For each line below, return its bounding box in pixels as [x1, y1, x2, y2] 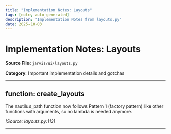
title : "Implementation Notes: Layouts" [5, 7, 93, 13]
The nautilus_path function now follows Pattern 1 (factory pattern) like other [5, 103, 164, 109]
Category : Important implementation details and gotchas [5, 70, 125, 76]
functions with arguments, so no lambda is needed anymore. [5, 109, 132, 114]
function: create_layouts [5, 89, 85, 98]
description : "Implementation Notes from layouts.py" [5, 17, 122, 22]
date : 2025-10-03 [5, 21, 42, 27]
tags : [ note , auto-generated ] [5, 12, 70, 17]
